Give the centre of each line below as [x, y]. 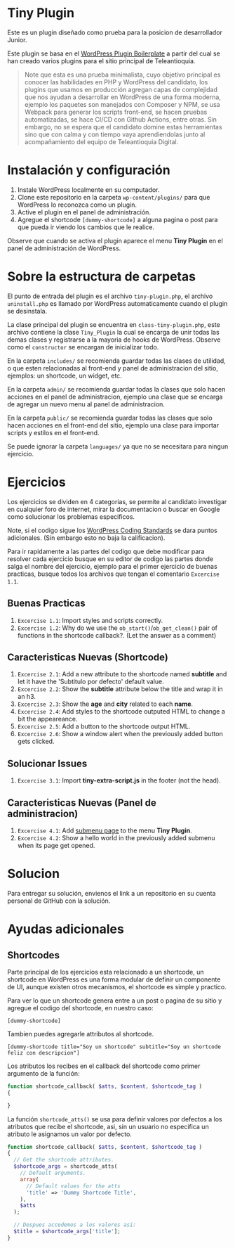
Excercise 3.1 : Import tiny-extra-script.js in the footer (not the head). [119, 780]
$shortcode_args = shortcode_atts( [66, 1166]
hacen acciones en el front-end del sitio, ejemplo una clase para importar [113, 425]
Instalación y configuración [89, 171]
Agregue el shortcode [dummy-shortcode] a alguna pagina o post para [117, 219]
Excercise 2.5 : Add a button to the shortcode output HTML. [104, 726]
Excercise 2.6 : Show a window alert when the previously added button [120, 734]
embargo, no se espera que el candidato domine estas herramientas [123, 127]
